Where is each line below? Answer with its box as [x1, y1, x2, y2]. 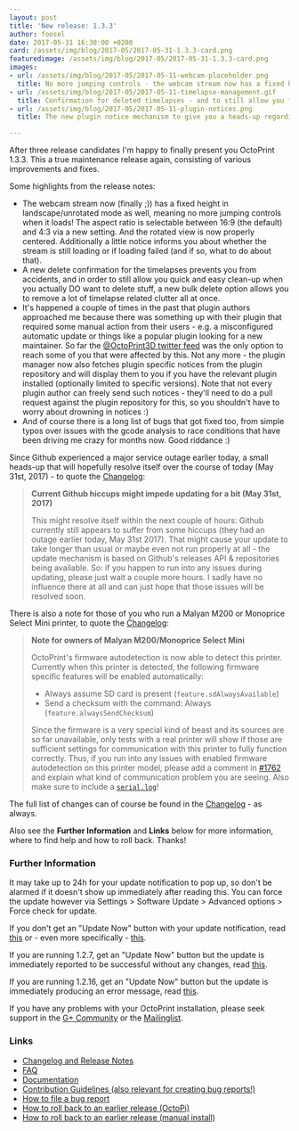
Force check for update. [9, 906, 98, 916]
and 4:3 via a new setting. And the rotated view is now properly [21, 226, 255, 237]
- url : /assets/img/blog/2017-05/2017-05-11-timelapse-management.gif [9, 87, 277, 96]
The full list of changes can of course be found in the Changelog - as [9, 799, 263, 809]
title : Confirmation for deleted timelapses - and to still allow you [17, 95, 285, 105]
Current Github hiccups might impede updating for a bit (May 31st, [30, 488, 282, 499]
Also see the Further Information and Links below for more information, [9, 825, 274, 836]
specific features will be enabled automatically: [30, 671, 205, 682]
